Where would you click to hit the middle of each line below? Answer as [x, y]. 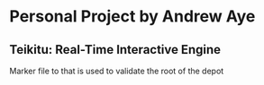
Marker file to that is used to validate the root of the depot [117, 71]
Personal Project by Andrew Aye [132, 17]
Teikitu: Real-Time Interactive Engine [115, 50]
